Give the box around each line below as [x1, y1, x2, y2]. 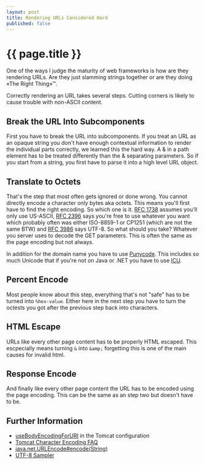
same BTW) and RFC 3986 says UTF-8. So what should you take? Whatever [6, 225, 198, 233]
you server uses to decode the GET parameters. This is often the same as [6, 231, 192, 239]
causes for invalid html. [6, 351, 65, 358]
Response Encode [6, 369, 77, 379]
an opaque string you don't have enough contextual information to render [6, 139, 192, 147]
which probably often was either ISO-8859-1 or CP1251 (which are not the [6, 218, 192, 226]
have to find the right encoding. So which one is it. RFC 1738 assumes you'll [6, 206, 198, 213]
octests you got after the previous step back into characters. [6, 304, 159, 311]
